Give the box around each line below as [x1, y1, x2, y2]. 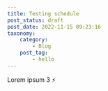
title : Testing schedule [7, 10, 79, 17]
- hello [32, 56, 54, 63]
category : [20, 36, 49, 43]
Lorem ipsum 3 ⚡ [7, 75, 56, 84]
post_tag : [20, 50, 49, 57]
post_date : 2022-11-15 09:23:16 [7, 23, 101, 30]
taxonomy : [7, 29, 36, 37]
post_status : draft [7, 17, 64, 24]
